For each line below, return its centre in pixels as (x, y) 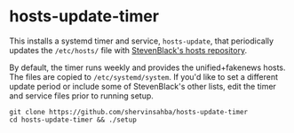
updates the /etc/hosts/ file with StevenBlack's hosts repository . (128, 50)
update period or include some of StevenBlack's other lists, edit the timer (143, 86)
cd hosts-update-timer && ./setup (73, 120)
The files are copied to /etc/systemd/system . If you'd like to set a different (143, 76)
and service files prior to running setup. (81, 96)
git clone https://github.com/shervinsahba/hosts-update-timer (129, 112)
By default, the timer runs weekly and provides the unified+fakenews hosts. (147, 67)
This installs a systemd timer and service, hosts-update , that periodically (141, 41)
